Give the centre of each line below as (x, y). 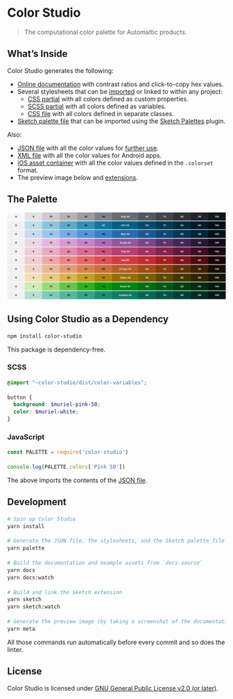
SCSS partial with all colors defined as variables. (97, 106)
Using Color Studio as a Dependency (88, 319)
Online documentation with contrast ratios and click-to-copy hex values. (120, 84)
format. (28, 170)
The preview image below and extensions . (78, 177)
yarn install (26, 526)
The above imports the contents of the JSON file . (77, 480)
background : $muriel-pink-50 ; (57, 404)
